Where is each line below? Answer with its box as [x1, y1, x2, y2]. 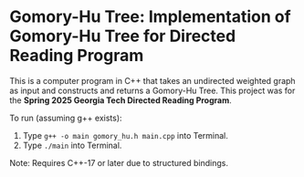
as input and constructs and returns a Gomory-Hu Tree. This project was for [9, 85, 296, 96]
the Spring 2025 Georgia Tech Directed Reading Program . [9, 94, 232, 106]
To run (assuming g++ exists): [9, 112, 122, 123]
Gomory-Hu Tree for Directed [9, 26, 236, 47]
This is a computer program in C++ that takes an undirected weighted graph [9, 75, 296, 86]
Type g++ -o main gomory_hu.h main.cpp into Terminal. [22, 130, 228, 141]
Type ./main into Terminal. [22, 140, 122, 151]
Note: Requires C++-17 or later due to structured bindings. [9, 157, 228, 168]
